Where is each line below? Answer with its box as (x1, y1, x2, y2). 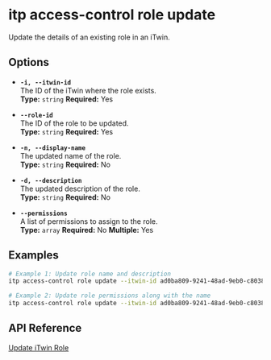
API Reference (8, 321, 82, 335)
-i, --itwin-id (19, 78, 72, 86)
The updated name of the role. (19, 151, 122, 160)
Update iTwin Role (8, 342, 69, 352)
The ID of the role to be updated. (19, 118, 129, 128)
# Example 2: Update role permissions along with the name (8, 292, 211, 300)
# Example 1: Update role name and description (8, 270, 172, 278)
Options (8, 56, 50, 69)
